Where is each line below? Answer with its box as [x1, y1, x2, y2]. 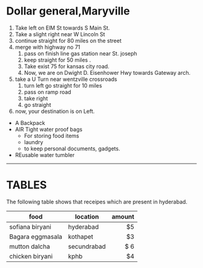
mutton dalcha [9, 242, 50, 250]
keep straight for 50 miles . [24, 56, 91, 63]
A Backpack [14, 119, 45, 126]
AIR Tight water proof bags [14, 126, 83, 133]
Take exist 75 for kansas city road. [24, 62, 110, 70]
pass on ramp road [24, 88, 71, 95]
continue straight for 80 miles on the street [14, 37, 122, 44]
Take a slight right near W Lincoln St [14, 30, 106, 37]
